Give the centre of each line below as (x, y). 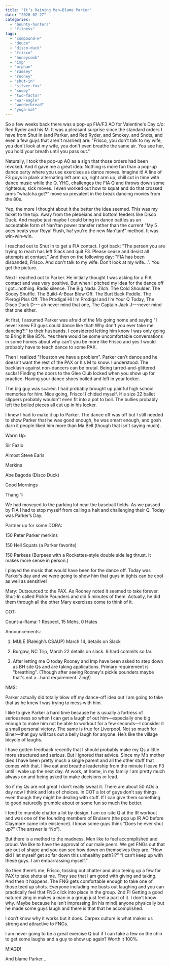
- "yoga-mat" (24, 110)
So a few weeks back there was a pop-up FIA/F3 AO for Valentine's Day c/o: (85, 124)
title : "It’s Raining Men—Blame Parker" (49, 10)
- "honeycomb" (25, 57)
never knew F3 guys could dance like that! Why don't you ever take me (79, 325)
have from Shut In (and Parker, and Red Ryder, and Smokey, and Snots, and (84, 135)
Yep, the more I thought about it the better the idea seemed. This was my (82, 209)
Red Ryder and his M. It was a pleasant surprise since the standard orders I (84, 130)
